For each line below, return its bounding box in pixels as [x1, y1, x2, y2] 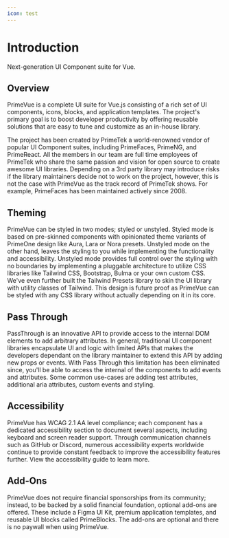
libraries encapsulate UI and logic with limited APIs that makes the [7, 344, 193, 352]
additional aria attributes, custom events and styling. [7, 380, 156, 389]
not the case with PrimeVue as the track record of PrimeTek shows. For [7, 180, 208, 188]
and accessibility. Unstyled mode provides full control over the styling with [7, 255, 218, 263]
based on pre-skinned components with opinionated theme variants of [7, 233, 206, 241]
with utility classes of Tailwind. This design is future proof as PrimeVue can [7, 283, 219, 292]
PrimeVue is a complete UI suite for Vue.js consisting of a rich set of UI [7, 100, 207, 109]
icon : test [7, 10, 38, 17]
